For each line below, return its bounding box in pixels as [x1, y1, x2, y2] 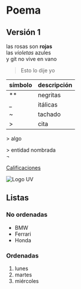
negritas [37, 91, 61, 99]
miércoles [14, 277, 39, 284]
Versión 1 [6, 27, 41, 37]
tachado [37, 110, 61, 118]
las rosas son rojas [6, 43, 53, 50]
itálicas [37, 101, 58, 108]
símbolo [9, 81, 33, 89]
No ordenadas [6, 211, 48, 219]
